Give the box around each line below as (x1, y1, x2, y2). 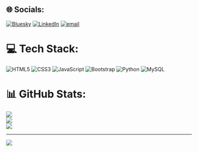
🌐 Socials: (6, 5, 45, 15)
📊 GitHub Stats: (6, 87, 87, 101)
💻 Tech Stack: (6, 42, 79, 55)
